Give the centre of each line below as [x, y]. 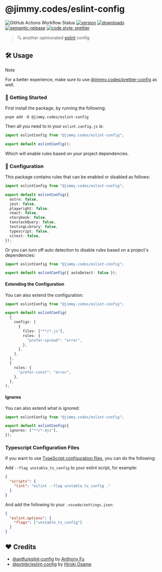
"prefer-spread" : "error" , [54, 340]
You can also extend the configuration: [44, 295]
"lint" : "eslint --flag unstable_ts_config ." [62, 486]
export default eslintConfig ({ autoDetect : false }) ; [61, 273]
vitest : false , [25, 236]
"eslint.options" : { [30, 518]
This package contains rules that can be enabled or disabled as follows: [78, 177]
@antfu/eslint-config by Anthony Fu [48, 559]
